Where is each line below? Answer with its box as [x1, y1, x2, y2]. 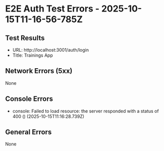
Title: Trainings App [12, 52, 53, 58]
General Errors [5, 128, 52, 136]
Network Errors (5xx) [5, 67, 73, 75]
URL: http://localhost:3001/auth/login [12, 47, 89, 53]
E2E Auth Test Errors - [5, 3, 100, 15]
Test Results [5, 34, 45, 42]
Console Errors [5, 95, 53, 103]
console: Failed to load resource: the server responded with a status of [12, 108, 159, 114]
